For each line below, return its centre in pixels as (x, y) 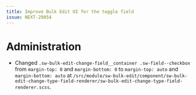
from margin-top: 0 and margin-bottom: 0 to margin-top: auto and (96, 69)
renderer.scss (32, 88)
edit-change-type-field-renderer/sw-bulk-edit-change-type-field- (99, 81)
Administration (44, 47)
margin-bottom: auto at (43, 75)
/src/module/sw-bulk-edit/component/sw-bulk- (130, 76)
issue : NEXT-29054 (29, 17)
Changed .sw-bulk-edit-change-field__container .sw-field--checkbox (102, 63)
